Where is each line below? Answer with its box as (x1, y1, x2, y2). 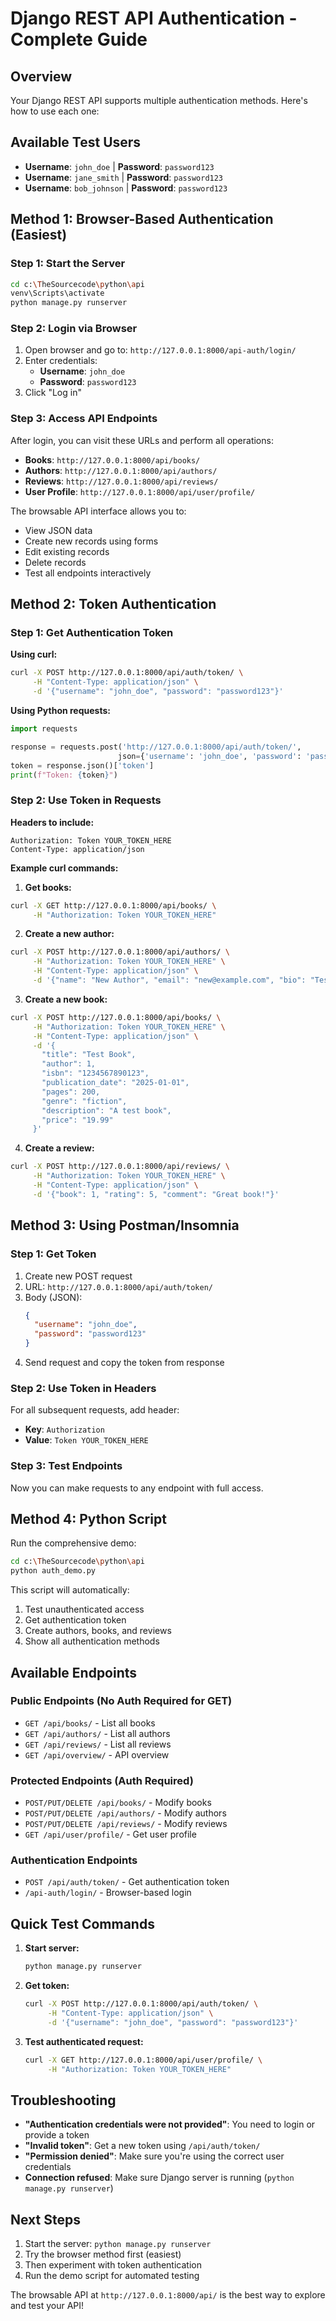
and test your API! (10, 2300, 85, 2312)
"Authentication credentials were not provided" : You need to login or (24, 2118, 316, 2131)
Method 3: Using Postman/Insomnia (10, 1217, 240, 1234)
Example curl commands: (10, 862, 119, 874)
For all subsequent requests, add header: (10, 1404, 180, 1416)
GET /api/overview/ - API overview (24, 1748, 170, 1761)
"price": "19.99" (41, 1115, 114, 1125)
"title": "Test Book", (41, 1050, 137, 1060)
